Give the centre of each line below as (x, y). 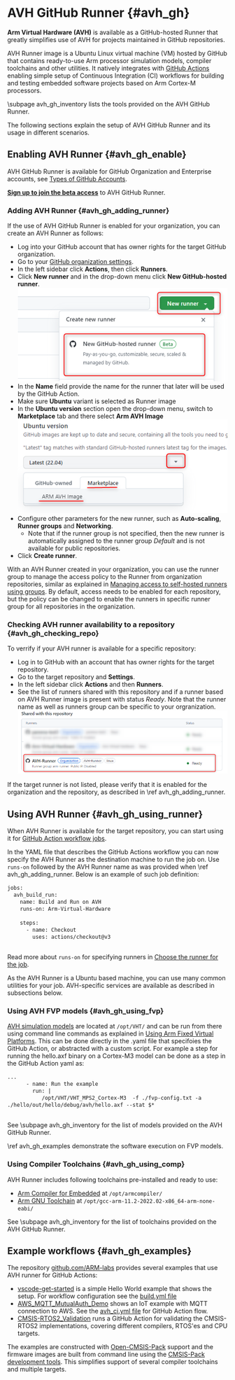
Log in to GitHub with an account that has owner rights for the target (116, 662)
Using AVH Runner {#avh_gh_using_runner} (105, 814)
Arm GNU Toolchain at (50, 1200)
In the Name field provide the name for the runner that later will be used (121, 386)
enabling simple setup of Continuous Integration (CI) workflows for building (116, 76)
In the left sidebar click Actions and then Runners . (90, 684)
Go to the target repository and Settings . (76, 676)
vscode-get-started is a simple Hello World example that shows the (114, 1289)
